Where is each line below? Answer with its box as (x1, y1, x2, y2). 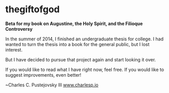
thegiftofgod (5, 4, 60, 15)
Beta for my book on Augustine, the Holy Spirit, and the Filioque (5, 20, 143, 27)
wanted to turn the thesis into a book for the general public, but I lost (5, 41, 150, 47)
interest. (5, 46, 23, 53)
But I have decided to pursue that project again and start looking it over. (5, 56, 156, 62)
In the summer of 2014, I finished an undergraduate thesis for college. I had (5, 36, 164, 42)
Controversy (5, 26, 33, 32)
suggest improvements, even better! (5, 72, 82, 78)
